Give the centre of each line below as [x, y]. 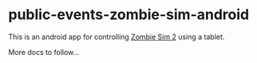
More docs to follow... [44, 52]
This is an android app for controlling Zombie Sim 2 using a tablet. [117, 37]
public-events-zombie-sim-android [129, 15]
